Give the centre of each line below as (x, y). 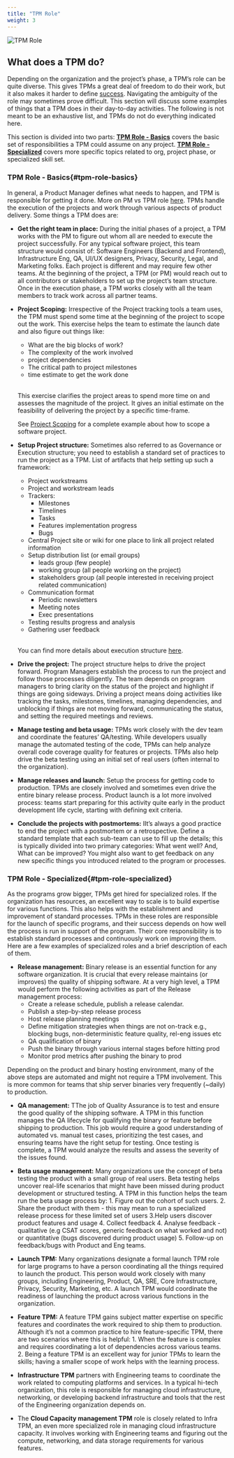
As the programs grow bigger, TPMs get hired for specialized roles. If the (112, 894)
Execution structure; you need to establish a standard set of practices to (121, 452)
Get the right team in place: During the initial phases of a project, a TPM (122, 229)
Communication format (61, 592)
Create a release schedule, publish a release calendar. (106, 1003)
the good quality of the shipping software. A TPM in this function (110, 1113)
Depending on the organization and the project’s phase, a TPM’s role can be (116, 79)
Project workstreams (58, 480)
